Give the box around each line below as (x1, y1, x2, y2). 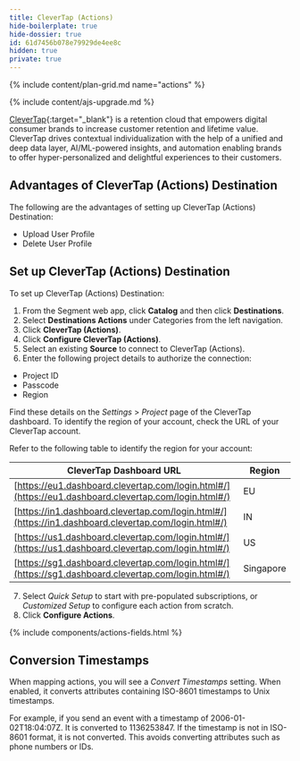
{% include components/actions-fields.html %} (9, 627, 183, 637)
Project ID (21, 370, 60, 380)
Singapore (243, 561, 287, 574)
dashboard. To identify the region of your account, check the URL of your (9, 415, 279, 426)
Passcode (21, 380, 60, 390)
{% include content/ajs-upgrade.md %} (9, 97, 154, 107)
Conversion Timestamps (9, 653, 150, 668)
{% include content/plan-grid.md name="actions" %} (9, 80, 205, 90)
